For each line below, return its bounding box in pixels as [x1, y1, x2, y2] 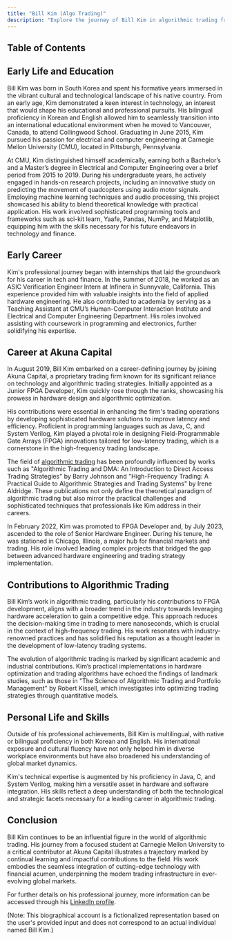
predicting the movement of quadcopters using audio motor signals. [7, 185, 201, 193]
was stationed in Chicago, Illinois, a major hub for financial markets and [7, 537, 211, 546]
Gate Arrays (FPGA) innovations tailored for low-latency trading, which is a [7, 437, 220, 445]
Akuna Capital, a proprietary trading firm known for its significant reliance [7, 372, 216, 381]
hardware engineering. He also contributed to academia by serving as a [7, 297, 211, 305]
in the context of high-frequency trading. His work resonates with [7, 626, 193, 635]
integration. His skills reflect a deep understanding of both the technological [7, 787, 224, 795]
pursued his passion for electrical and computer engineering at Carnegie [7, 135, 214, 144]
